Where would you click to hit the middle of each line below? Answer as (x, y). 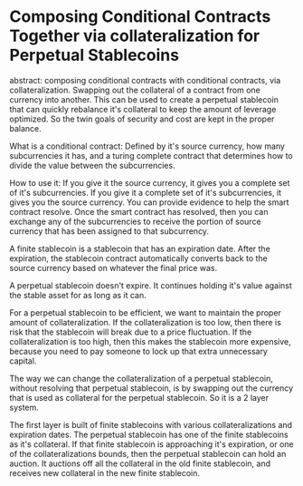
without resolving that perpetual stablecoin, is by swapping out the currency (151, 388)
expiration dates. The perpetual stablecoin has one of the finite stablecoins (149, 434)
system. (24, 407)
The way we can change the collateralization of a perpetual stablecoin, (142, 378)
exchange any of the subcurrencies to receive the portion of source (135, 221)
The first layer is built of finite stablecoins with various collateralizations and (151, 424)
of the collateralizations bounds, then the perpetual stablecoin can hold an (148, 453)
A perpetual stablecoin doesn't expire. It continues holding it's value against (151, 285)
